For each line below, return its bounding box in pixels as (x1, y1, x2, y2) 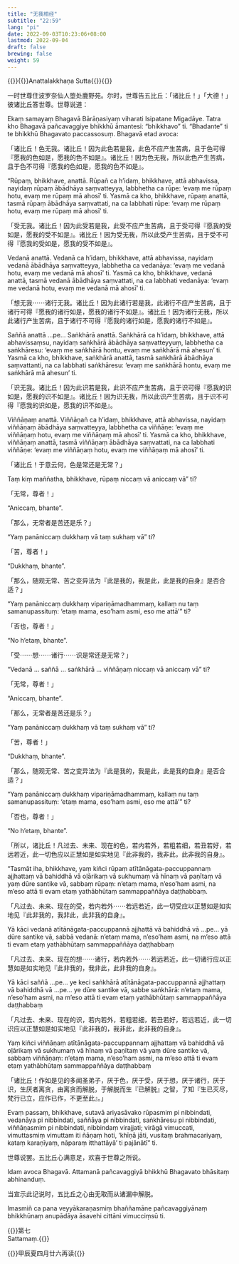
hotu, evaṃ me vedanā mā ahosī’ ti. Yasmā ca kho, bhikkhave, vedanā (7, 268, 213, 277)
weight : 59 (7, 57, 40, 64)
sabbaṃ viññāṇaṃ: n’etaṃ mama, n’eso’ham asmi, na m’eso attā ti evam (7, 1054, 218, 1062)
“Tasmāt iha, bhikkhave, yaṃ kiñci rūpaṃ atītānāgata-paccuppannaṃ (7, 864, 211, 872)
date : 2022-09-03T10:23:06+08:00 (7, 30, 107, 38)
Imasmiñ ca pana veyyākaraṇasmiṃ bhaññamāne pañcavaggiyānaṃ (7, 1203, 208, 1213)
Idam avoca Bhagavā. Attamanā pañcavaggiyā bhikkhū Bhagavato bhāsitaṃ (7, 1167, 230, 1176)
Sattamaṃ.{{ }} (7, 1234, 50, 1243)
